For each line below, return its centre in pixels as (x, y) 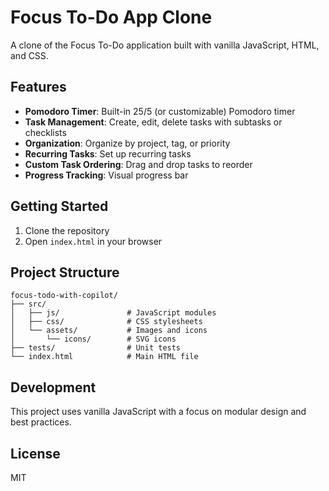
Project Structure (65, 272)
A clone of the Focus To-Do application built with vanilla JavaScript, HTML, (165, 45)
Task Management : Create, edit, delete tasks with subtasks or (153, 122)
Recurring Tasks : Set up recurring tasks (108, 153)
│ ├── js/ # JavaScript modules (113, 313)
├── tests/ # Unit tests (96, 348)
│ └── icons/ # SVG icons (93, 339)
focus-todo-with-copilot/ (64, 296)
